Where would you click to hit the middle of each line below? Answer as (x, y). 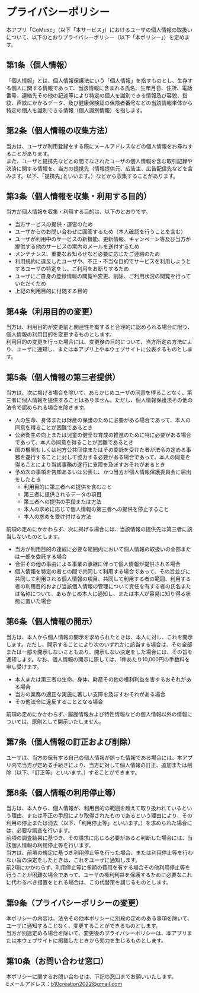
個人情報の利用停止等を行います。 (52, 845)
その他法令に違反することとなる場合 (59, 702)
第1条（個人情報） (39, 65)
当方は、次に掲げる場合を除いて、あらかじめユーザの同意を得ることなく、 (97, 393)
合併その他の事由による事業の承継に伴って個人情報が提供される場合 (97, 564)
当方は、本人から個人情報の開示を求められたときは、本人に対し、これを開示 (99, 637)
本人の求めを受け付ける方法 (57, 516)
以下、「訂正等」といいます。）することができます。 (78, 772)
